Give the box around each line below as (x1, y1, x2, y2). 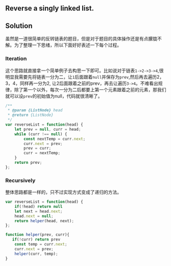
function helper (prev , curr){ (5, 232, 70, 237)
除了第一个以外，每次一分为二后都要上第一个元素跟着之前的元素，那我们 (14, 86, 166, 92)
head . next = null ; (14, 213, 54, 219)
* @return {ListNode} (7, 112, 54, 118)
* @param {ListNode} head (7, 108, 63, 113)
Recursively (5, 177, 36, 184)
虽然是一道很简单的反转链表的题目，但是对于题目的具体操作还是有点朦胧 (5, 36, 157, 42)
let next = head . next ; (14, 209, 63, 214)
